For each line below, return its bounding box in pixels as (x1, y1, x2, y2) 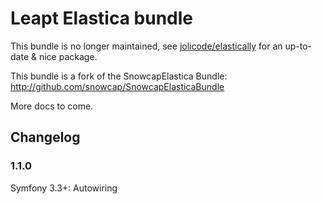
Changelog (10, 129, 81, 146)
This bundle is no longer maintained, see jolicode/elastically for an (10, 40, 283, 52)
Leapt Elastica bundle (10, 7, 194, 30)
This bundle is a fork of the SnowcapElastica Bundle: (10, 70, 228, 82)
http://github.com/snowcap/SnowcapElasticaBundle (10, 80, 225, 92)
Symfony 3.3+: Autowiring (10, 182, 118, 194)
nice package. (38, 50, 98, 62)
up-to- (284, 40, 313, 52)
